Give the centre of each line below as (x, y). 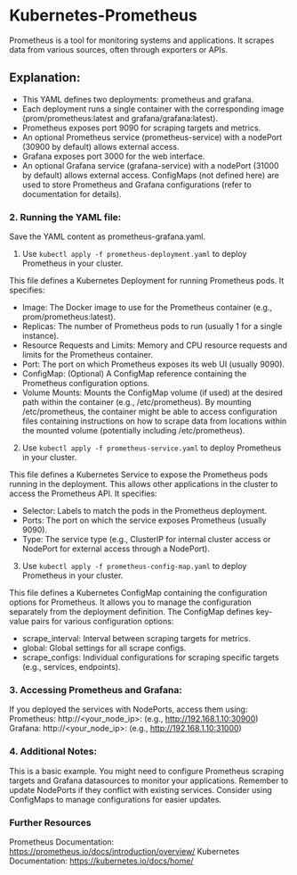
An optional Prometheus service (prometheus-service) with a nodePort (152, 137)
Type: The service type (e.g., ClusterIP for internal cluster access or (146, 540)
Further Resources (50, 822)
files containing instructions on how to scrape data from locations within (154, 421)
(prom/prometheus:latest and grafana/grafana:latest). (120, 118)
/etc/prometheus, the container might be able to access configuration (149, 412)
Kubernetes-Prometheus (103, 16)
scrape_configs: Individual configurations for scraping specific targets (150, 657)
